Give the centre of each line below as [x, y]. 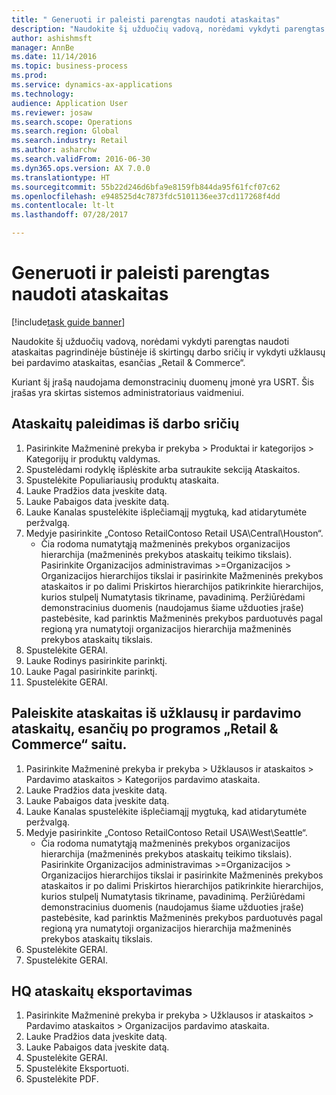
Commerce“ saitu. [69, 744]
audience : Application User [70, 103]
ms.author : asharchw [54, 150]
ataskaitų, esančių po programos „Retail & [145, 729]
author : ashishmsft [52, 38]
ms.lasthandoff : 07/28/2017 [70, 215]
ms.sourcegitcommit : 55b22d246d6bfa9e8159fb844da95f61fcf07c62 [146, 187]
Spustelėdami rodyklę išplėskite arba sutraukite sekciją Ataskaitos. [163, 469]
